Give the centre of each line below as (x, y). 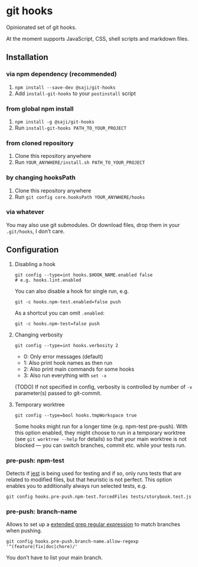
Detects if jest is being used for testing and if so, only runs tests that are (94, 473)
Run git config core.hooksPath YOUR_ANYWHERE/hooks (80, 197)
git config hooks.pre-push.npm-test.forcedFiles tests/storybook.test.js (99, 497)
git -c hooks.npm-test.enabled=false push (68, 302)
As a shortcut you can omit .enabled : (59, 313)
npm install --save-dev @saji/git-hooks (65, 88)
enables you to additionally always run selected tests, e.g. (77, 485)
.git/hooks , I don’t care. (35, 231)
